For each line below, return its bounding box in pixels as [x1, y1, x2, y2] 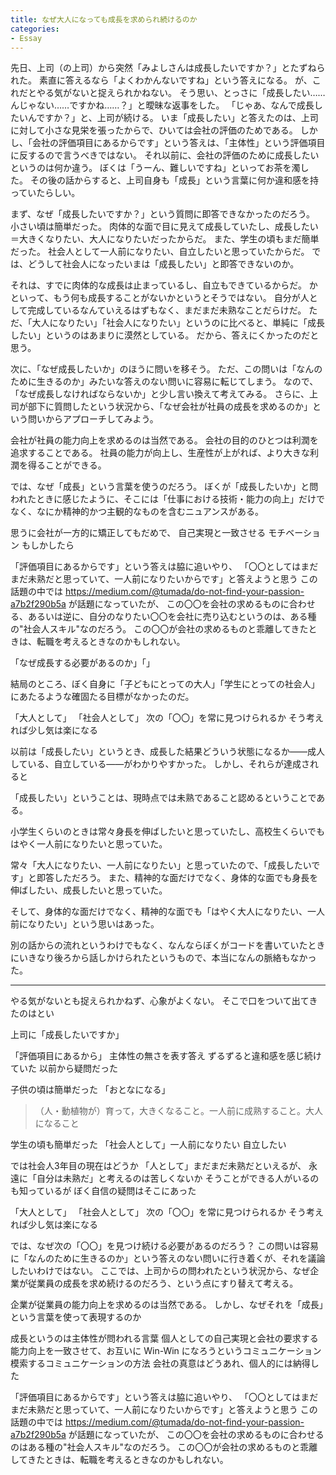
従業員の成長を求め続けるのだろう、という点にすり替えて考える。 [27, 1277, 299, 1290]
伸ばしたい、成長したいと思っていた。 [10, 884, 168, 896]
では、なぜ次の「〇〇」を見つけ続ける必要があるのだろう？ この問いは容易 [10, 1240, 320, 1252]
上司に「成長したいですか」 [10, 1029, 125, 1041]
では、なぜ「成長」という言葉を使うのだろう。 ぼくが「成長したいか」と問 [10, 481, 319, 493]
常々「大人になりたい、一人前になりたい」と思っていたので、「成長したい [10, 859, 312, 871]
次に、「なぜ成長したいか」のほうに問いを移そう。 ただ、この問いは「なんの [10, 363, 323, 375]
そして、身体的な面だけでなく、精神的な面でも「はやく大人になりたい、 [10, 906, 308, 918]
